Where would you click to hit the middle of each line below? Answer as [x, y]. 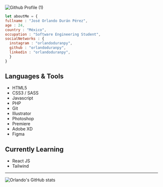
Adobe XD [22, 129]
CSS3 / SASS [25, 93]
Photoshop [23, 119]
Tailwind [20, 166]
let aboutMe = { [21, 16]
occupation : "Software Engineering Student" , [53, 34]
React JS [21, 161]
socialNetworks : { [25, 39]
